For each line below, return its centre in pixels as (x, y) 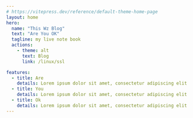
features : (18, 72)
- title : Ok (26, 100)
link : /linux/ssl (43, 61)
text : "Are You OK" (36, 34)
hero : (13, 23)
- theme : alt (33, 51)
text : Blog (35, 56)
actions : (22, 45)
